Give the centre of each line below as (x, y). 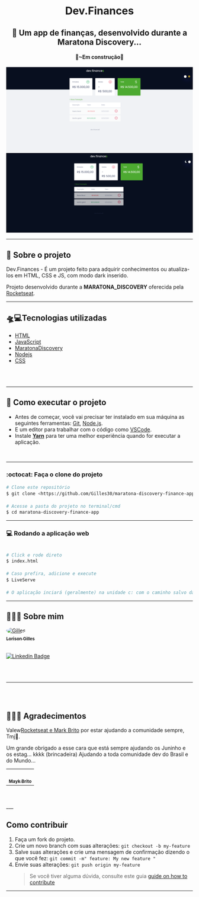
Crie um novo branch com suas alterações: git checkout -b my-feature (102, 845)
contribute (42, 882)
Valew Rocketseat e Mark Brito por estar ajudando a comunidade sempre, (95, 731)
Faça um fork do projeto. (45, 839)
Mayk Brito (20, 781)
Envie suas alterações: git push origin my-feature (77, 864)
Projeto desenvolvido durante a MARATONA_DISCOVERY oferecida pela (95, 287)
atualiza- (179, 269)
